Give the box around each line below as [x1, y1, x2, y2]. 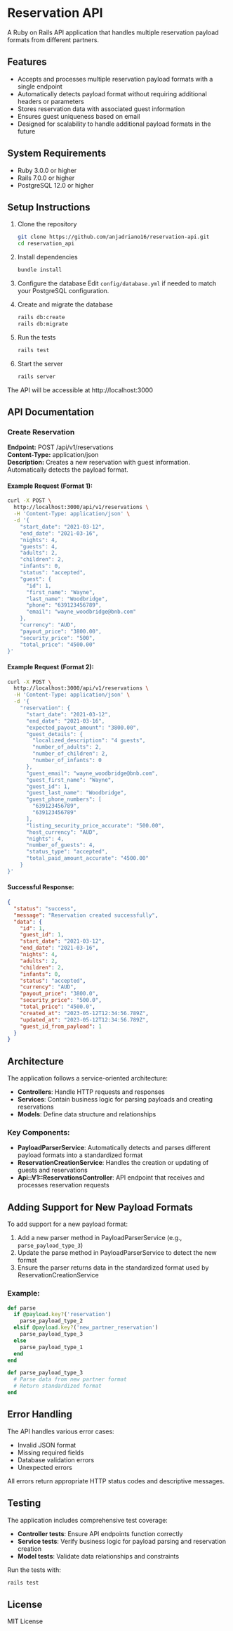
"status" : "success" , [13, 905, 77, 912]
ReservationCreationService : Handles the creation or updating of [17, 1159, 209, 1167]
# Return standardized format [13, 1383, 102, 1390]
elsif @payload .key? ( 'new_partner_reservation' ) [13, 1324, 159, 1332]
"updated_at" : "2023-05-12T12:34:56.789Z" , [20, 1016, 149, 1024]
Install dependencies [17, 253, 79, 262]
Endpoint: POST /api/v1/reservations [7, 443, 114, 451]
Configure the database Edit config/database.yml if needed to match [17, 279, 217, 288]
